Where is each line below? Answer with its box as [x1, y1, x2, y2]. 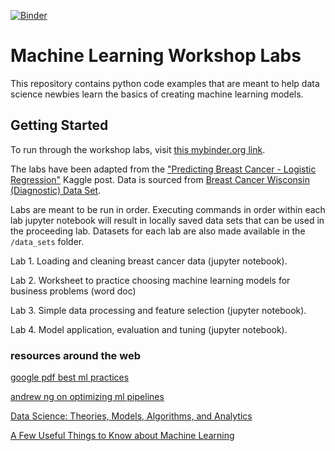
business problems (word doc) [10, 285, 137, 297]
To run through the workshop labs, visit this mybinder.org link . [10, 143, 266, 155]
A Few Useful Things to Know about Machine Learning [10, 430, 235, 442]
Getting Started [10, 117, 109, 134]
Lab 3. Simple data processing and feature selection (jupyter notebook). [10, 304, 307, 316]
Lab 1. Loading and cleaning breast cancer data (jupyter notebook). [10, 255, 288, 267]
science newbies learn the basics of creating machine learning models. [10, 88, 304, 100]
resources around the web [10, 348, 141, 362]
